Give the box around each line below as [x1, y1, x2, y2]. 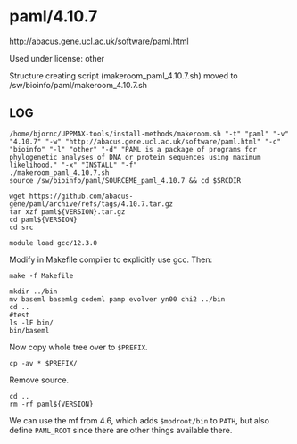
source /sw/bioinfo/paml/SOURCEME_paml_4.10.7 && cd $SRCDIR [9, 176, 242, 185]
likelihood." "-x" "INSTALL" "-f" [9, 160, 138, 169]
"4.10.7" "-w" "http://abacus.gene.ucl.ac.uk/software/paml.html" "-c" [9, 136, 281, 146]
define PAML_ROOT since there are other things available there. [9, 424, 233, 435]
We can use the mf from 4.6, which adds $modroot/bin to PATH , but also [9, 415, 270, 425]
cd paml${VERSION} [9, 215, 78, 224]
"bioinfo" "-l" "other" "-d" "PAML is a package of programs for [9, 144, 257, 153]
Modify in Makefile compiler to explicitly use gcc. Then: [9, 254, 213, 265]
